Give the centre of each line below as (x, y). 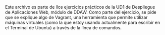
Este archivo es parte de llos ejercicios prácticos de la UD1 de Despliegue (80, 7)
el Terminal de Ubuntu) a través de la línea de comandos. (63, 28)
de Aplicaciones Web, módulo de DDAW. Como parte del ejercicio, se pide (81, 12)
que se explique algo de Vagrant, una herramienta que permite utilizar (76, 17)
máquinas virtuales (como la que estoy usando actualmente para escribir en (82, 22)
